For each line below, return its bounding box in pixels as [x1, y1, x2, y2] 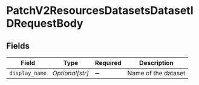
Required [94, 59, 122, 67]
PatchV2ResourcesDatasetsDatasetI [6, 4, 194, 18]
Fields [6, 41, 30, 51]
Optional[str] [52, 69, 90, 77]
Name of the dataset [127, 69, 186, 77]
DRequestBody [6, 16, 83, 30]
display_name [9, 70, 47, 76]
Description [139, 59, 174, 67]
